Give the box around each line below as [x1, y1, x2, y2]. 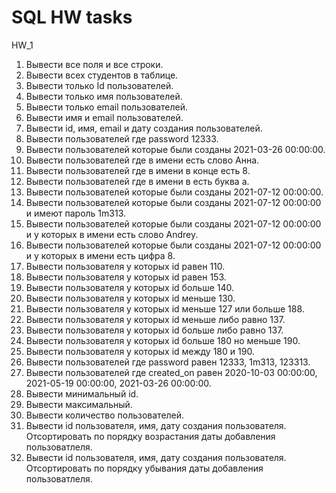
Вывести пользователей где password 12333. [25, 132, 219, 145]
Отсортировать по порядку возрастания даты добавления [25, 430, 276, 442]
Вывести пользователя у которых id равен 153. [25, 271, 227, 283]
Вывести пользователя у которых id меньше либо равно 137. [25, 313, 286, 325]
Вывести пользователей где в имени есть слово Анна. [25, 154, 260, 166]
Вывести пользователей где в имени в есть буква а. [25, 175, 250, 187]
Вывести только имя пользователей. [25, 90, 183, 102]
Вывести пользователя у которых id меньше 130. [25, 292, 236, 304]
